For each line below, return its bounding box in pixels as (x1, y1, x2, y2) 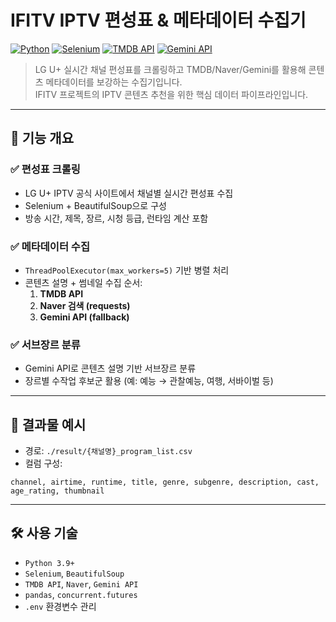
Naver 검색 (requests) (39, 299, 131, 311)
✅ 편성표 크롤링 (10, 162, 81, 176)
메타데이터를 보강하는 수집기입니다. (45, 76, 183, 88)
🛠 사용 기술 (10, 525, 78, 542)
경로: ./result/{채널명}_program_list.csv (24, 445, 193, 457)
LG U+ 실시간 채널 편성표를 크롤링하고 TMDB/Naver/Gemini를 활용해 (34, 63, 307, 75)
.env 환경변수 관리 (24, 600, 97, 612)
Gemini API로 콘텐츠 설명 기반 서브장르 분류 (24, 362, 197, 375)
